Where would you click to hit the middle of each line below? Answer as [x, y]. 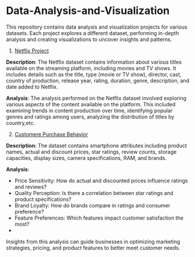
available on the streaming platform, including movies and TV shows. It [91, 68]
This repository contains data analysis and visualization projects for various [97, 27]
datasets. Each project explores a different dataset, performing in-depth [93, 33]
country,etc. [20, 123]
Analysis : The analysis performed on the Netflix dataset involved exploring [96, 98]
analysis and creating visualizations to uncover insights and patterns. [89, 39]
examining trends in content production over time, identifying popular [89, 110]
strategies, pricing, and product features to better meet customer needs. [93, 248]
